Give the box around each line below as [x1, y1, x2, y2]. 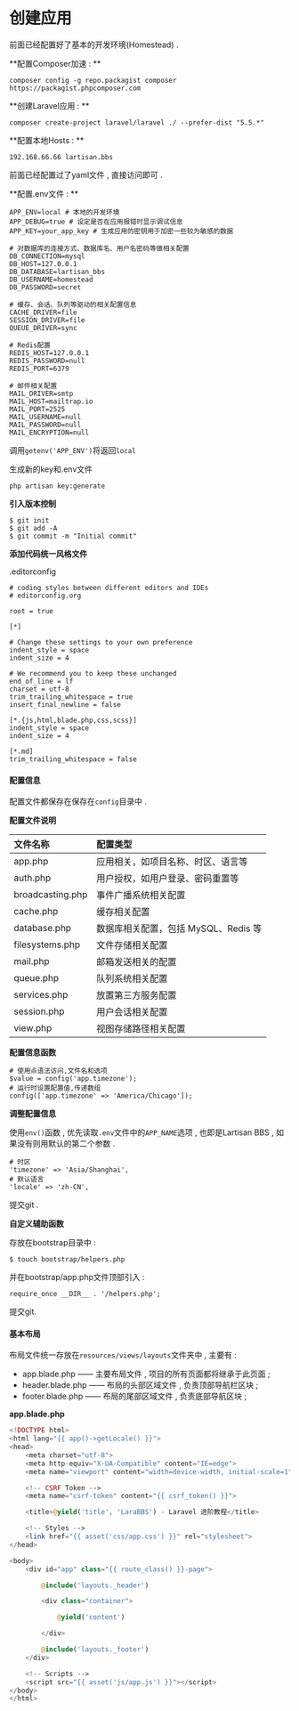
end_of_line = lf [9, 677, 74, 685]
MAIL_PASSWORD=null [9, 420, 82, 429]
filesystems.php [13, 938, 81, 951]
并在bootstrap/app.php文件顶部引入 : [9, 1272, 145, 1283]
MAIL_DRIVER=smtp [9, 389, 74, 398]
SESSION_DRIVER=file [9, 315, 86, 325]
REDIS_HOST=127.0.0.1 [9, 348, 90, 357]
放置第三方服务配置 [96, 989, 177, 1001]
